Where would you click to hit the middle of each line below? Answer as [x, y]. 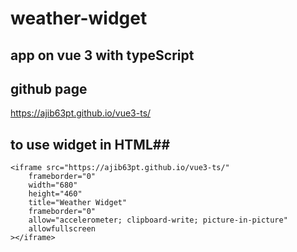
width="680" [53, 185]
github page [49, 88]
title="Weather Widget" [78, 203]
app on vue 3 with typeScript [102, 55]
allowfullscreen [62, 229]
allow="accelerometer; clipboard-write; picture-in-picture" [158, 220]
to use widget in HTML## [90, 144]
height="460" [55, 194]
